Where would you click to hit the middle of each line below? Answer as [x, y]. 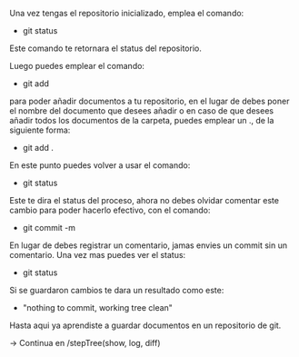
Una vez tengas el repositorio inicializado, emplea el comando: [127, 13]
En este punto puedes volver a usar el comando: [100, 165]
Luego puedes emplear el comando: [77, 66]
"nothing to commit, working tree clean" [97, 307]
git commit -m [49, 228]
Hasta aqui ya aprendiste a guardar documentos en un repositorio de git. [145, 325]
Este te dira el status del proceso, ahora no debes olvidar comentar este [145, 200]
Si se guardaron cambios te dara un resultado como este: [117, 290]
